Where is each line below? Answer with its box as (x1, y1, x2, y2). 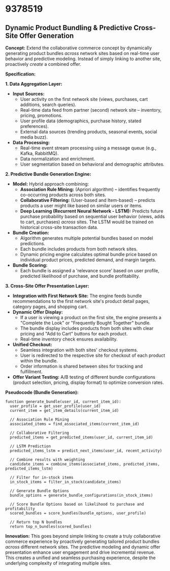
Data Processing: (12, 140, 50, 145)
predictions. (20, 241, 46, 246)
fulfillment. (20, 369, 43, 375)
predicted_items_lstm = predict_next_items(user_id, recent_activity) (10, 448, 162, 453)
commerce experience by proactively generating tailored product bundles (5, 538, 160, 544)
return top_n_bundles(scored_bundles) (10, 524, 92, 529)
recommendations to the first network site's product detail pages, (12, 298, 150, 304)
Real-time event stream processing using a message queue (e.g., (20, 145, 157, 151)
